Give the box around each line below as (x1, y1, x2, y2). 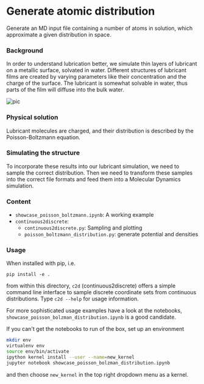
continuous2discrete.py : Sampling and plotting (24, 224, 142, 231)
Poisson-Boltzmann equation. (6, 133, 81, 141)
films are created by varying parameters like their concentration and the (6, 73, 187, 81)
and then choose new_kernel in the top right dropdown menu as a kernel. (6, 371, 189, 378)
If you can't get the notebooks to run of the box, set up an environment (6, 325, 185, 333)
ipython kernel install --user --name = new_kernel (6, 354, 135, 361)
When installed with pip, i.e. (6, 259, 76, 267)
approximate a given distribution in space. (6, 31, 111, 38)
